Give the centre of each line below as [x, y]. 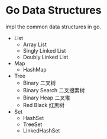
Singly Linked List [44, 50]
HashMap [35, 69]
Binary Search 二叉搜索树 [54, 90]
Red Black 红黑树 [44, 105]
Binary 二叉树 [39, 83]
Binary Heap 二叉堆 [46, 98]
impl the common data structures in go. [54, 27]
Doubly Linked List [46, 57]
